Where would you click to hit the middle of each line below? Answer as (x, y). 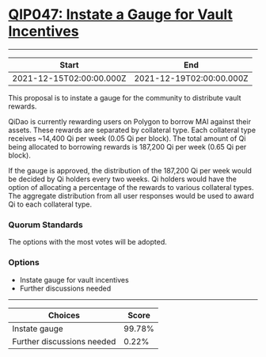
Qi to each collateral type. (50, 204)
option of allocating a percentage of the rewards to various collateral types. (131, 187)
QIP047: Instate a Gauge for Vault (121, 15)
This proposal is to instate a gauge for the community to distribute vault (125, 97)
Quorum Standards (46, 225)
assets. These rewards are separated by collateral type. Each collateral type (132, 130)
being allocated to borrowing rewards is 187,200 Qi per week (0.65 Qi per (127, 146)
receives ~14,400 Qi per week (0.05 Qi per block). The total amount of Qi (127, 138)
